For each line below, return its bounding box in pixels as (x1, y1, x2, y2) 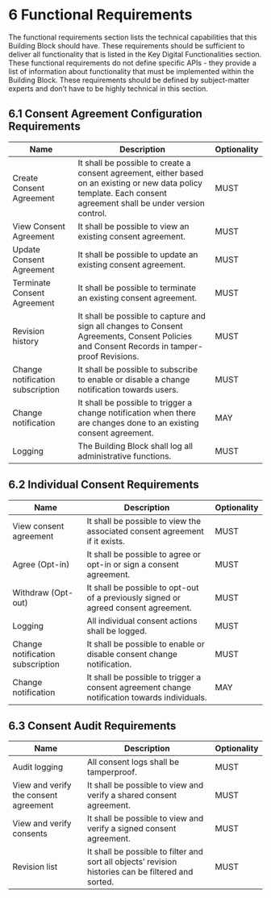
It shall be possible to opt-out (86, 582, 199, 593)
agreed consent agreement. (86, 602, 192, 613)
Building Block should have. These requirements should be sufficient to (8, 40, 245, 50)
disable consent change (86, 648, 177, 659)
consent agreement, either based (77, 167, 204, 178)
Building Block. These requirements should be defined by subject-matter (8, 75, 250, 85)
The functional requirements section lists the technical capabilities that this (8, 32, 257, 42)
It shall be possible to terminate (77, 282, 196, 293)
